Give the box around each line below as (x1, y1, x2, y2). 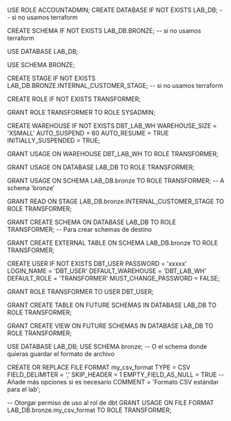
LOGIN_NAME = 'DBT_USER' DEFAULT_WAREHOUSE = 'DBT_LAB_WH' (7, 267, 207, 275)
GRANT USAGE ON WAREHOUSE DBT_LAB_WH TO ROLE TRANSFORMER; (7, 150, 219, 158)
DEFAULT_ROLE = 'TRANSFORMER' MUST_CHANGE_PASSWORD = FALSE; (7, 274, 220, 282)
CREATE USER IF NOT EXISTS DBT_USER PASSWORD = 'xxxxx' (7, 259, 188, 268)
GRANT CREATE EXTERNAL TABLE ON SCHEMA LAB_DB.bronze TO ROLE (7, 238, 219, 247)
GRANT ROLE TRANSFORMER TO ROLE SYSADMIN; (7, 109, 156, 116)
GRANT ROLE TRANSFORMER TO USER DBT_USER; (7, 288, 154, 296)
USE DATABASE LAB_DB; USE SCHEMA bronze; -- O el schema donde (7, 342, 208, 350)
